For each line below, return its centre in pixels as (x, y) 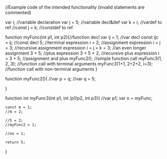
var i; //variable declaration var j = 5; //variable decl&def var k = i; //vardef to (83, 22)
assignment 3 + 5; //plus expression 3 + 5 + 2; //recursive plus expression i (82, 53)
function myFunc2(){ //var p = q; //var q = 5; (50, 79)
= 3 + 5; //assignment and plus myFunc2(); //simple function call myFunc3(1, (84, 58)
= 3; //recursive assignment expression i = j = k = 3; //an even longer (76, 48)
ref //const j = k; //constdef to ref (39, 27)
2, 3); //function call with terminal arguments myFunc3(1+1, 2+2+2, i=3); (79, 64)
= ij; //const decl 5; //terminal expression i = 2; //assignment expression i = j (83, 42)
